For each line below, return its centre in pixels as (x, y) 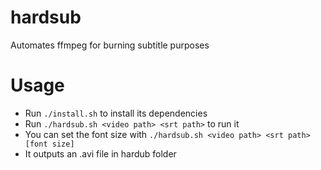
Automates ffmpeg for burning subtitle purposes (110, 45)
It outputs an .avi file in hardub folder (100, 153)
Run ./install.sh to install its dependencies (116, 113)
